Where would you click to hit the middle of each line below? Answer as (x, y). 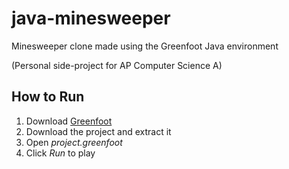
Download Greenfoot (69, 121)
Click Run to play (60, 153)
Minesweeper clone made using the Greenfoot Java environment (145, 46)
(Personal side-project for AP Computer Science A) (117, 65)
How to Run (48, 97)
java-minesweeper (91, 18)
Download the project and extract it (98, 131)
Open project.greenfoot (74, 142)
